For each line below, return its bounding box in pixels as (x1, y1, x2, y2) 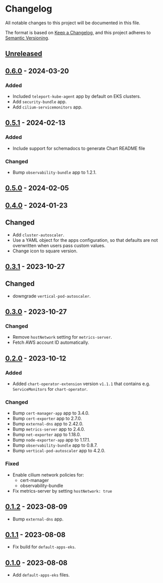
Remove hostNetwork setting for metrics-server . (12, 334, 112, 340)
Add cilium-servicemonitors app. (12, 104, 83, 110)
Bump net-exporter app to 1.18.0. (12, 432, 81, 438)
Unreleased (5, 49, 43, 58)
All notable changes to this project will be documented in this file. (5, 20, 141, 26)
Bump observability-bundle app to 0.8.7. (12, 442, 98, 448)
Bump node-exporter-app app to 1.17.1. (12, 437, 91, 443)
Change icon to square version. (12, 248, 78, 254)
